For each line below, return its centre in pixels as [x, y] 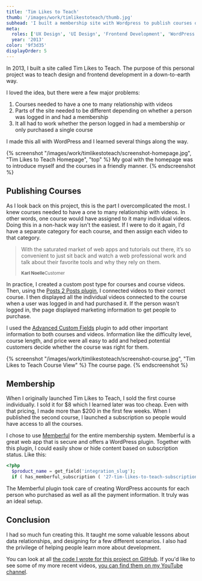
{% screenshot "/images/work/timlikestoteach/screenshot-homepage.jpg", [99, 153]
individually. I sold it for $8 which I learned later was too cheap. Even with [97, 405]
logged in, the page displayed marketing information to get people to [91, 310]
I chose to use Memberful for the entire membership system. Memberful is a [101, 435]
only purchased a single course [54, 129]
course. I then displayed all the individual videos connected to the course [97, 297]
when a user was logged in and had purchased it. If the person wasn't [93, 303]
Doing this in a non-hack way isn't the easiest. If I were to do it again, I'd [96, 225]
